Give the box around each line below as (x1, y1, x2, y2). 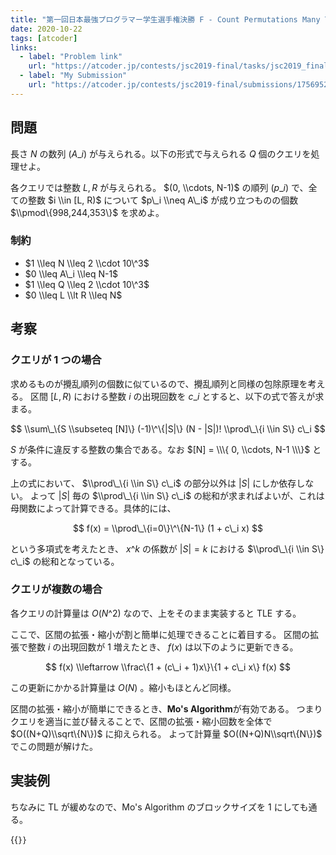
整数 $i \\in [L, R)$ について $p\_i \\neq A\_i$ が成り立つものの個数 (27, 194, 299, 206)
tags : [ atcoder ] (10, 33, 78, 43)
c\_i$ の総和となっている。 (10, 555, 120, 567)
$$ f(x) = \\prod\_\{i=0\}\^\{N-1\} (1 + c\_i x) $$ (72, 522, 264, 534)
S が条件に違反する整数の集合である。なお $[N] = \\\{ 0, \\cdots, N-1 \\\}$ (10, 443, 311, 455)
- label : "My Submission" (19, 71, 128, 81)
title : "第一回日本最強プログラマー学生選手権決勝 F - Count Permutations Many (10, 14, 321, 25)
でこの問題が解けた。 (10, 740, 98, 752)
